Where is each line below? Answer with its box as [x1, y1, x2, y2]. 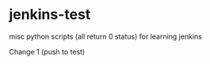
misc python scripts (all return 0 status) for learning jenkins [9, 32, 203, 41]
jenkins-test [9, 6, 91, 24]
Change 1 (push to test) [9, 47, 86, 56]
